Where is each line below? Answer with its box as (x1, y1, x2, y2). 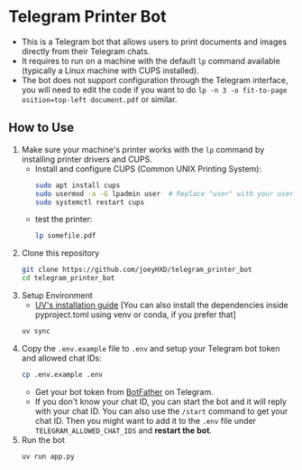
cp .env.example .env (21, 370, 103, 379)
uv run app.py (21, 452, 75, 461)
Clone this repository (21, 248, 100, 258)
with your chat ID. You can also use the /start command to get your (34, 405, 288, 417)
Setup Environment (21, 290, 94, 300)
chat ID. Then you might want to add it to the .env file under (34, 415, 257, 426)
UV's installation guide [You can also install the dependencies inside (34, 300, 289, 310)
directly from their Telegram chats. (21, 45, 151, 56)
